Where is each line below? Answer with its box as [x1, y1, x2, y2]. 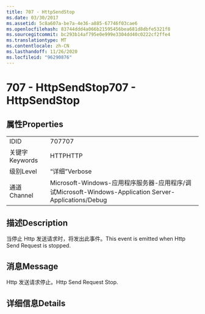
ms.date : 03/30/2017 [6, 15, 59, 21]
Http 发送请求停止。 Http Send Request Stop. [6, 279, 118, 286]
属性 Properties [6, 120, 63, 130]
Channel [9, 191, 34, 199]
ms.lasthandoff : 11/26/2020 [6, 49, 78, 55]
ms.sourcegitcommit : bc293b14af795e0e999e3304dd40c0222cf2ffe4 [6, 32, 171, 38]
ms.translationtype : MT [6, 37, 67, 43]
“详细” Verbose [49, 167, 92, 176]
